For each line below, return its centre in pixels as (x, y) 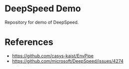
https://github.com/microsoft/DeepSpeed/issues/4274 (68, 61)
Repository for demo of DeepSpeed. (42, 22)
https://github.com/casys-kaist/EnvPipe (53, 56)
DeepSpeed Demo (43, 9)
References (29, 42)
